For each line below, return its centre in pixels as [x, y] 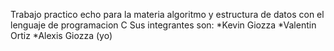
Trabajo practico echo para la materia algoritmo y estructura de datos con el [167, 14]
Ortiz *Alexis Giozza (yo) [61, 35]
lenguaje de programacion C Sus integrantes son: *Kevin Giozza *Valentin [163, 25]
